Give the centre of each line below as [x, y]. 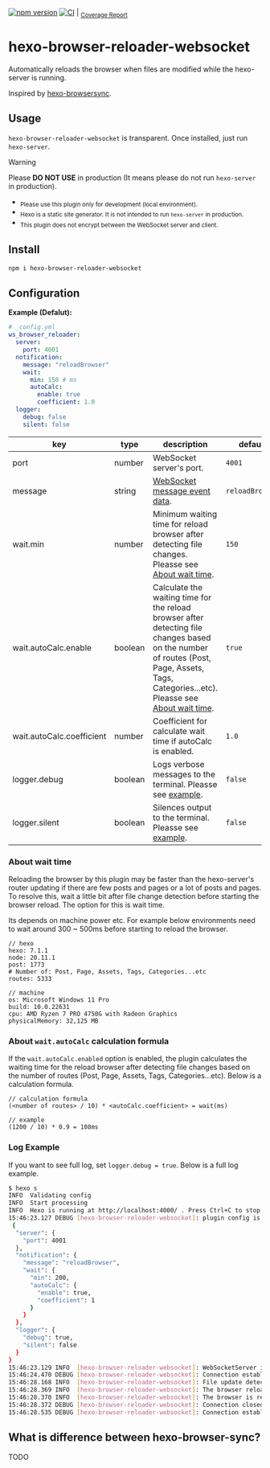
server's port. [178, 468]
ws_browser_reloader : [45, 335]
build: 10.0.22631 [39, 1007]
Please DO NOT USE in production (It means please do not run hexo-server [132, 178]
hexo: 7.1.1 [28, 950]
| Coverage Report [102, 14]
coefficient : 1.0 [66, 402]
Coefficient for [180, 721]
